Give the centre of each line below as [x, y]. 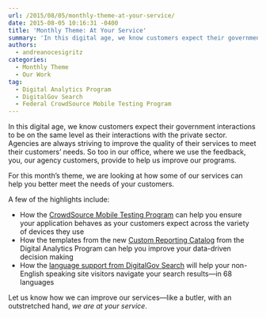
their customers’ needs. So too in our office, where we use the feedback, [127, 152]
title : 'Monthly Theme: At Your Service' [78, 30]
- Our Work [33, 75]
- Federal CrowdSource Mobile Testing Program [93, 104]
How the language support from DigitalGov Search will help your [125, 266]
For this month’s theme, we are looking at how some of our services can [125, 176]
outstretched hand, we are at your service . [78, 306]
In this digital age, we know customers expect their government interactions [132, 127]
